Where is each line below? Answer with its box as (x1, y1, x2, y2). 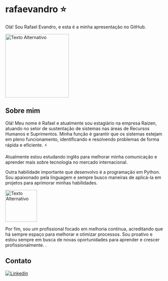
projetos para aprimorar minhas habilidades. (5, 179, 98, 185)
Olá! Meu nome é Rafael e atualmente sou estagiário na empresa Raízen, (5, 120, 157, 126)
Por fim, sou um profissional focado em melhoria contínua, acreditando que (5, 226, 163, 232)
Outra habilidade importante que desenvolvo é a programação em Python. (5, 169, 160, 175)
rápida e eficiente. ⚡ (5, 142, 47, 148)
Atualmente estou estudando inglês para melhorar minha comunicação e (5, 153, 157, 160)
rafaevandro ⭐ (5, 4, 67, 15)
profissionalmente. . (5, 242, 47, 248)
